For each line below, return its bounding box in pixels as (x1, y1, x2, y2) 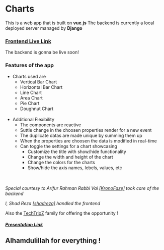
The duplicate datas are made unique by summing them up (20, 132, 142, 138)
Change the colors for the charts (27, 159, 96, 165)
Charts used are (12, 73, 46, 79)
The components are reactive (20, 122, 81, 128)
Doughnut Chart (20, 106, 54, 112)
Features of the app (5, 62, 54, 69)
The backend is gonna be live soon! (5, 49, 79, 56)
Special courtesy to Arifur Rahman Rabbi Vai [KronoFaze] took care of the (5, 185, 159, 191)
